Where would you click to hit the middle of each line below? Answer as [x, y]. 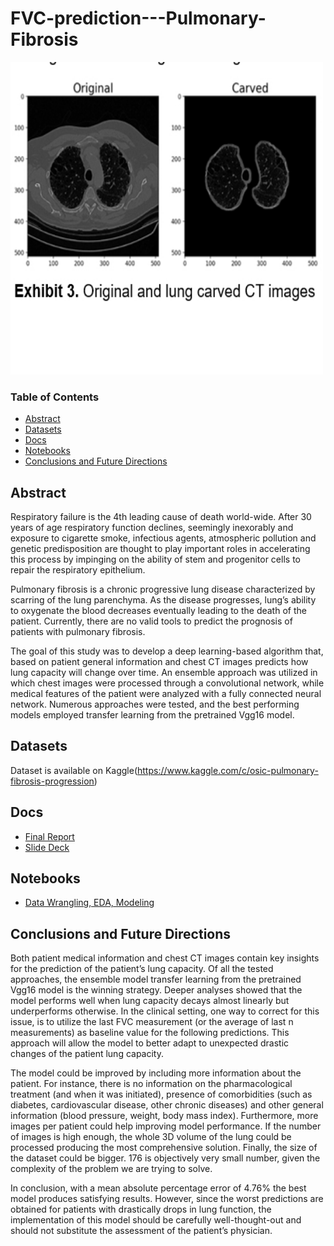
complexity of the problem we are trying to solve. [111, 1169]
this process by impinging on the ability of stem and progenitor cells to [155, 559]
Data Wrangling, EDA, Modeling [89, 903]
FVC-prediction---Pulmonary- [138, 18]
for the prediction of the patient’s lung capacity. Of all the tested [142, 969]
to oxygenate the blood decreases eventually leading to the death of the [158, 611]
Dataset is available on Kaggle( [74, 770]
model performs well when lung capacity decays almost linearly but [150, 1001]
